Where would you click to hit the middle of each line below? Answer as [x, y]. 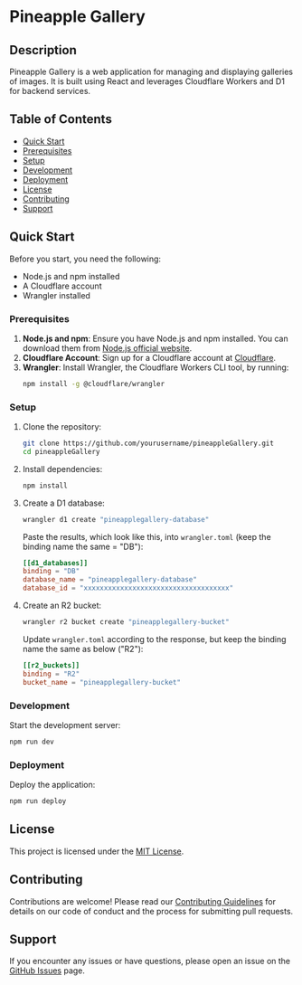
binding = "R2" [51, 674]
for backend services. [50, 91]
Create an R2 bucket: [62, 606]
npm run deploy [38, 801]
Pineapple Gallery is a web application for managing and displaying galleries [151, 71]
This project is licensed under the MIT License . [97, 851]
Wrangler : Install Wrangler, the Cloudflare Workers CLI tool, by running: [156, 367]
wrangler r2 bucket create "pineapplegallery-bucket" [126, 622]
